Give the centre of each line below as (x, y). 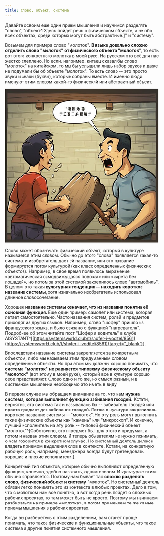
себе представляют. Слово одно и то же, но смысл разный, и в (71, 379)
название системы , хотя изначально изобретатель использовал (73, 292)
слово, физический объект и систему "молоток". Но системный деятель (82, 482)
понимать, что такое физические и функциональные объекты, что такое (81, 523)
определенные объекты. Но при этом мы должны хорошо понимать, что (81, 363)
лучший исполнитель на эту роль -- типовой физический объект (73, 425)
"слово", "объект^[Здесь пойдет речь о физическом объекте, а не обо (79, 30)
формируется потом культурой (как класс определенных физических (78, 266)
